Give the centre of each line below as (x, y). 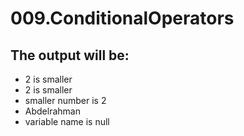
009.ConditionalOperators (122, 18)
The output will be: (70, 55)
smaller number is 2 (65, 100)
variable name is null (67, 121)
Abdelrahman (52, 111)
